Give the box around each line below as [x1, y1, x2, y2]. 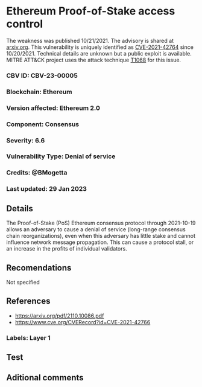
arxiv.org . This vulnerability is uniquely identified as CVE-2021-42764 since [6, 43, 194, 51]
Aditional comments [6, 373, 84, 383]
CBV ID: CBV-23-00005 [6, 71, 78, 80]
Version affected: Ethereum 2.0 [6, 104, 101, 112]
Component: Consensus [6, 120, 80, 128]
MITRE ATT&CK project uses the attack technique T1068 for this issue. [6, 56, 181, 63]
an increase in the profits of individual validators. [6, 245, 128, 252]
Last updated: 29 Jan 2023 [6, 185, 87, 193]
